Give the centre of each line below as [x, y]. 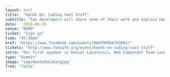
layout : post [19, 10]
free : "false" [20, 66]
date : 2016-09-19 [26, 24]
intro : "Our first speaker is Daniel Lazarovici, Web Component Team [80, 52]
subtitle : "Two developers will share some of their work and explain [81, 19]
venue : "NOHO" [20, 29]
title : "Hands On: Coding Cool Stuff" [47, 15]
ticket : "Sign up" [25, 33]
